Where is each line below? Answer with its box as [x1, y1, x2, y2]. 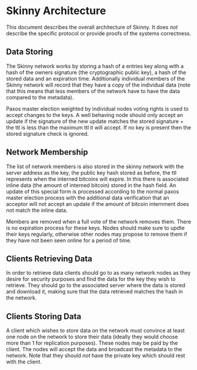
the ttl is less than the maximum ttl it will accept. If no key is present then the [6, 124, 191, 131]
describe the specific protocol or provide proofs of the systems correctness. [6, 29, 192, 36]
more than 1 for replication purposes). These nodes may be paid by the [6, 339, 178, 346]
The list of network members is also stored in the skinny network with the [6, 163, 184, 170]
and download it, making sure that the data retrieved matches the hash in [6, 288, 183, 295]
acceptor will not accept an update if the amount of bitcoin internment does [6, 200, 189, 207]
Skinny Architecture [6, 4, 106, 18]
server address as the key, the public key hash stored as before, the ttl [6, 169, 177, 176]
